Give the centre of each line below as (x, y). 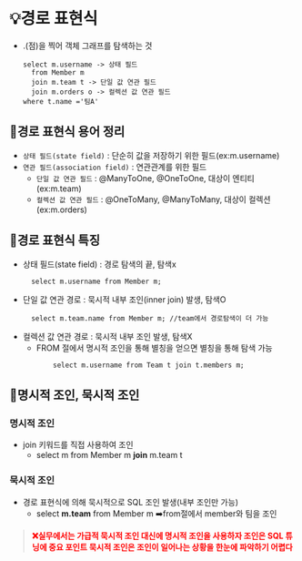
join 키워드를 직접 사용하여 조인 (78, 445)
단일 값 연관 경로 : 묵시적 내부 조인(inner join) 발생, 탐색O (124, 299)
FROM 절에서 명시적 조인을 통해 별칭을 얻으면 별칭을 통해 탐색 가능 (154, 348)
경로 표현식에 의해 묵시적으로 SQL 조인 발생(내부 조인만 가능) (131, 502)
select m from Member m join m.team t (109, 455)
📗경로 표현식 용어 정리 (67, 132)
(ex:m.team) (59, 189)
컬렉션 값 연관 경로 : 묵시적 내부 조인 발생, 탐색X (107, 336)
